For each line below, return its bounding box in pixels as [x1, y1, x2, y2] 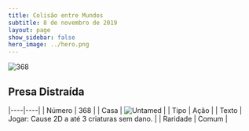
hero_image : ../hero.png [8, 41, 90, 49]
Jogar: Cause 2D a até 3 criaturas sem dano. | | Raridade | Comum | [8, 114, 228, 123]
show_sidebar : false [8, 33, 76, 42]
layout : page [8, 26, 51, 34]
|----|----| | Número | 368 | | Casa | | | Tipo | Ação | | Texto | [8, 105, 242, 115]
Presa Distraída [8, 85, 85, 98]
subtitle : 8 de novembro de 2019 [8, 19, 118, 27]
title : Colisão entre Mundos [8, 11, 104, 20]
